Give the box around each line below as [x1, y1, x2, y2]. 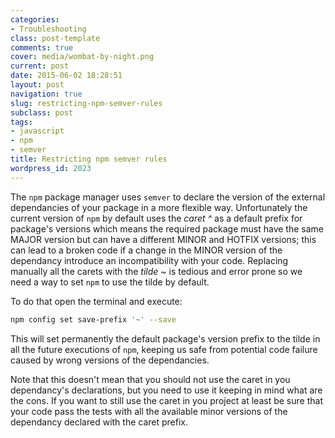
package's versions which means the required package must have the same [10, 222, 324, 235]
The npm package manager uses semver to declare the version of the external [10, 191, 326, 203]
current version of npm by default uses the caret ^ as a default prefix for [10, 212, 303, 224]
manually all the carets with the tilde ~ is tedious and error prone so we [10, 265, 303, 277]
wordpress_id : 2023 [10, 163, 92, 173]
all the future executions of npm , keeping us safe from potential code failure [10, 343, 318, 355]
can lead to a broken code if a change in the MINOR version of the [10, 244, 283, 256]
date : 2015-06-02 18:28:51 [10, 71, 123, 81]
